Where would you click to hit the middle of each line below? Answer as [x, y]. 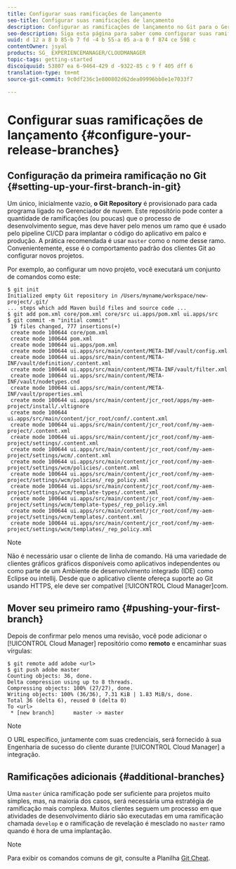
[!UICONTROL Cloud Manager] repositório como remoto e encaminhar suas [117, 643]
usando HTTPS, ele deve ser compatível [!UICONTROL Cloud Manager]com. [118, 586]
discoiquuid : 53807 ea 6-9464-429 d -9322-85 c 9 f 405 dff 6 [100, 66]
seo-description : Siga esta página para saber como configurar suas [110, 33]
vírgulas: [20, 651]
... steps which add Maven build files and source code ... [97, 308]
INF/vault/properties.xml [45, 394]
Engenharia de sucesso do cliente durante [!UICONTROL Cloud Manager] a [116, 747]
